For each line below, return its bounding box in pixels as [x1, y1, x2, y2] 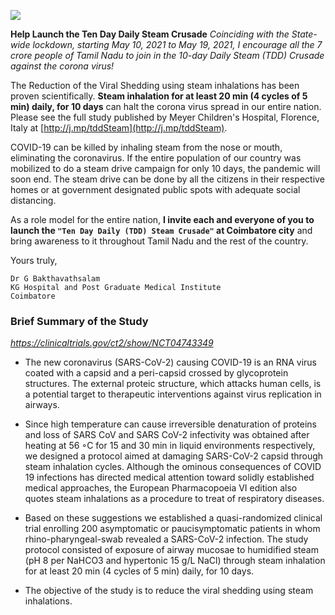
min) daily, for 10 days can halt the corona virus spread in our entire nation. [10, 101, 322, 112]
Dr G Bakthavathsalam [10, 274, 101, 284]
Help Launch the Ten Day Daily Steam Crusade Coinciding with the [10, 28, 290, 40]
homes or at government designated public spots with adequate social [10, 184, 301, 195]
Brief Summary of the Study [10, 314, 149, 328]
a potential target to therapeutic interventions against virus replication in [24, 388, 322, 400]
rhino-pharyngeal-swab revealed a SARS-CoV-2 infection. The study [24, 533, 309, 545]
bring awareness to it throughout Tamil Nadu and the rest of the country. [10, 235, 309, 247]
